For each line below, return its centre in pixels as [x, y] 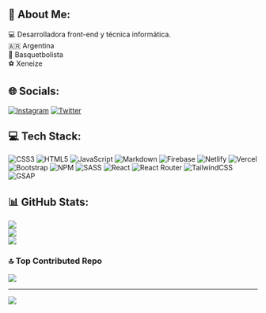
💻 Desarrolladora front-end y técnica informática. [90, 34]
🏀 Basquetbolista [36, 54]
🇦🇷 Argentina [31, 45]
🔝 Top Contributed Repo [55, 261]
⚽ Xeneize [25, 63]
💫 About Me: [40, 15]
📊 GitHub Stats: [49, 202]
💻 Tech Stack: [45, 137]
